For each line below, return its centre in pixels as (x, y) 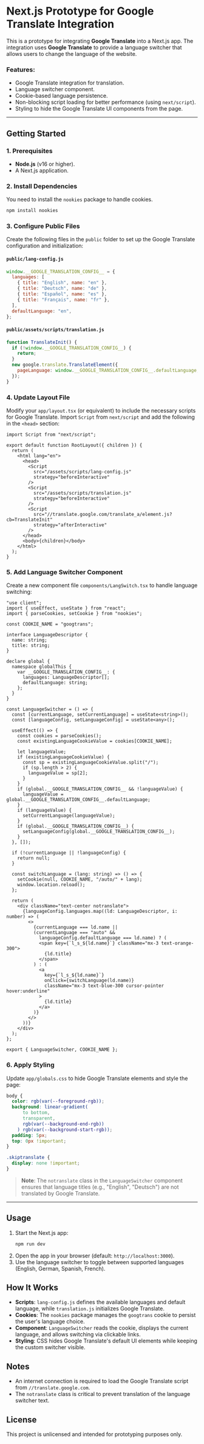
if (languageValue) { (44, 810)
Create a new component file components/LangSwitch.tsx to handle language (102, 585)
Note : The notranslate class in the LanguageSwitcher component (102, 1180)
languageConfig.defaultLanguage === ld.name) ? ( (103, 938)
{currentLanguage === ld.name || (76, 927)
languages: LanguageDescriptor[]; (66, 678)
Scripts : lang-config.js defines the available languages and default (100, 1302)
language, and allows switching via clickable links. (78, 1335)
